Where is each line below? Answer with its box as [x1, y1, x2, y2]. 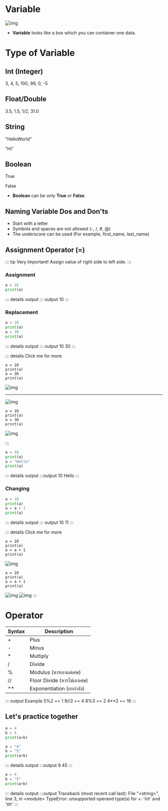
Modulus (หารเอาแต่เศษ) [29, 669, 81, 676]
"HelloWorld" [5, 136, 32, 142]
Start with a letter [12, 220, 48, 226]
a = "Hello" [5, 459, 30, 464]
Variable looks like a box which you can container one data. [12, 29, 136, 35]
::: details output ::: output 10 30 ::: [5, 343, 76, 349]
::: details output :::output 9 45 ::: [5, 762, 72, 768]
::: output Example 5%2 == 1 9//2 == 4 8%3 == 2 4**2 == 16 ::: [5, 698, 136, 704]
